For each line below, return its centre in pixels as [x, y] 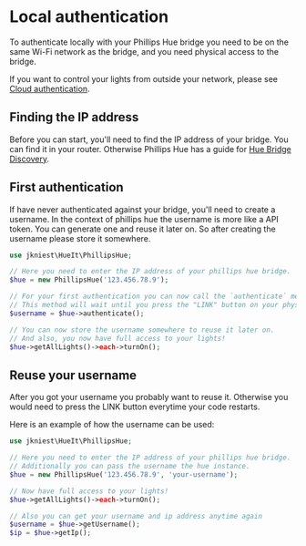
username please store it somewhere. [80, 238]
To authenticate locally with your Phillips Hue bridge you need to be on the [149, 42]
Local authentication [89, 17]
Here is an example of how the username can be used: [112, 425]
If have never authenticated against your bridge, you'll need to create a [143, 209]
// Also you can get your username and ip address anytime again [136, 516]
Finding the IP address [74, 117]
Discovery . [30, 159]
